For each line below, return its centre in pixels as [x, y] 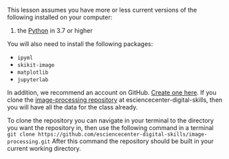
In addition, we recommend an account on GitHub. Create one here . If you [112, 93]
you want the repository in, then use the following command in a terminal [110, 128]
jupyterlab [33, 80]
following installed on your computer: [60, 17]
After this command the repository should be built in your [133, 141]
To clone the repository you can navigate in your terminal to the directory [111, 120]
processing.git [29, 142]
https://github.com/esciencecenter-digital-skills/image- [122, 134]
